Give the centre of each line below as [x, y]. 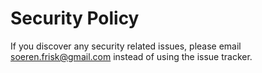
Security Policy [75, 18]
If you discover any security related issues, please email [126, 46]
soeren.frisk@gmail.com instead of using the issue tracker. [131, 56]
